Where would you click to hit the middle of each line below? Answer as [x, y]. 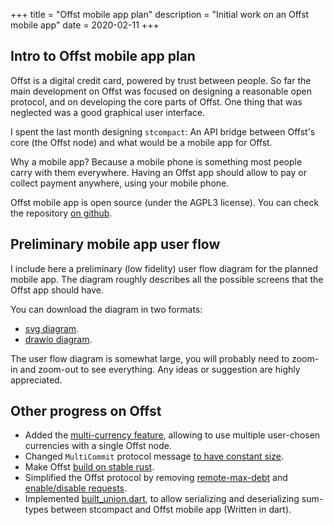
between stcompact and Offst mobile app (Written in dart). [171, 510]
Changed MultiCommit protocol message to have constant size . [154, 456]
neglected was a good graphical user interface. [108, 112]
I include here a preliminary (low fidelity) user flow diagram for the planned [164, 268]
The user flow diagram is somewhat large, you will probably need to [150, 358]
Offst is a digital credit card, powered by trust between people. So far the [161, 80]
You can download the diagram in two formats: [106, 309]
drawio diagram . [58, 339]
